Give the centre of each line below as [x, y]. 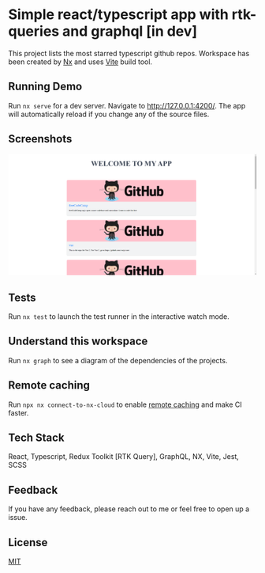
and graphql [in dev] [130, 31]
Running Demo [45, 87]
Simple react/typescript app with [118, 15]
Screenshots [40, 139]
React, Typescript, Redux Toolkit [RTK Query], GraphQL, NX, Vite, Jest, [123, 457]
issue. [18, 518]
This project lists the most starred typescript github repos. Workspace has [129, 53]
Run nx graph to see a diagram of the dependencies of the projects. [118, 360]
